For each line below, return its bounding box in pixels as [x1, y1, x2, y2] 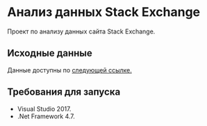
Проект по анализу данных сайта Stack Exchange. [7, 27, 156, 36]
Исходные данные [7, 47, 92, 59]
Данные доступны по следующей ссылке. [7, 65, 132, 74]
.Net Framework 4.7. [17, 112, 75, 120]
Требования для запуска [7, 86, 121, 98]
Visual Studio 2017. [17, 104, 72, 113]
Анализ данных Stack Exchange [7, 4, 201, 20]
